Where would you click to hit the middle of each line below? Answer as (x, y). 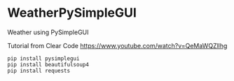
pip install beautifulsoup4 (48, 64)
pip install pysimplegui (43, 58)
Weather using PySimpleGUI (48, 32)
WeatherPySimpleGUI (72, 13)
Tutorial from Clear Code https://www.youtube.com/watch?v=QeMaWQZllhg (117, 45)
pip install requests (39, 71)
